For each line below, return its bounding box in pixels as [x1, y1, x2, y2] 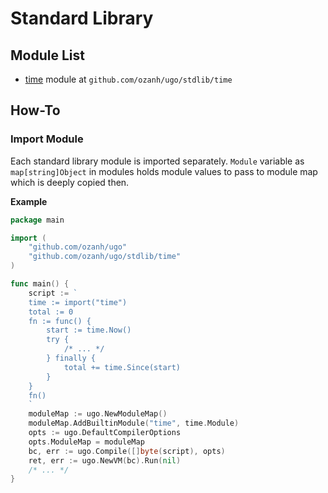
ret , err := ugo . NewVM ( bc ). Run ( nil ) [28, 455, 182, 466]
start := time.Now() [46, 325, 132, 336]
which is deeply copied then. [10, 176, 130, 188]
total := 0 [28, 307, 74, 317]
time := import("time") [28, 297, 128, 307]
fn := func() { [28, 316, 92, 326]
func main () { [10, 279, 70, 289]
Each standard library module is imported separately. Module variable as [10, 155, 305, 167]
